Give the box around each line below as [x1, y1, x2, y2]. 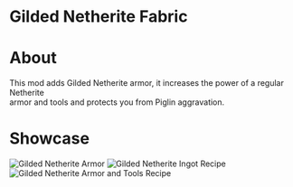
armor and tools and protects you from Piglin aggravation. [9, 97, 225, 108]
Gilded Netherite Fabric [9, 6, 188, 27]
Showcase [9, 128, 90, 149]
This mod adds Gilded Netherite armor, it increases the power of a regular [9, 78, 285, 89]
